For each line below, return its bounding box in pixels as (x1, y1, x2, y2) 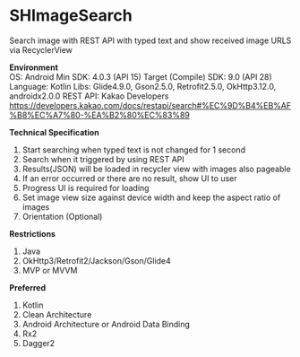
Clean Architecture (21, 309, 92, 319)
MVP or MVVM (21, 265, 78, 275)
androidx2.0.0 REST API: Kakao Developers (9, 91, 169, 101)
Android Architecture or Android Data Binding (21, 318, 191, 329)
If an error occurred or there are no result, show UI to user (21, 172, 237, 184)
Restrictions (9, 228, 56, 239)
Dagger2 (21, 337, 56, 348)
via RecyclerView (9, 44, 73, 55)
